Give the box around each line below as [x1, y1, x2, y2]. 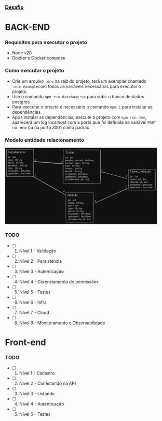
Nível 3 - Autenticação [19, 268, 64, 274]
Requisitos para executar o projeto [5, 39, 88, 46]
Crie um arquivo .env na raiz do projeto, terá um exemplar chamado [12, 78, 147, 84]
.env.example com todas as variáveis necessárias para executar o [12, 83, 141, 89]
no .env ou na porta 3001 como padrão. [12, 124, 91, 130]
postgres [12, 99, 30, 105]
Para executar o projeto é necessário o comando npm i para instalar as [12, 104, 153, 110]
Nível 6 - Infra [19, 299, 47, 305]
